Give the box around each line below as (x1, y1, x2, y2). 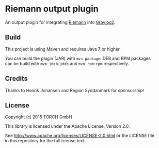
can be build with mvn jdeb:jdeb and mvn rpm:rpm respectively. (5, 60, 129, 66)
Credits (5, 75, 28, 83)
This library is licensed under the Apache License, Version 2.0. (5, 123, 130, 129)
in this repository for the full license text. (5, 138, 86, 144)
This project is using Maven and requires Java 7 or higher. (5, 46, 121, 52)
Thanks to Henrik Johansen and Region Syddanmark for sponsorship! (5, 87, 144, 93)
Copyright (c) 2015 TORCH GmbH (5, 114, 72, 120)
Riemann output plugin (5, 3, 99, 14)
